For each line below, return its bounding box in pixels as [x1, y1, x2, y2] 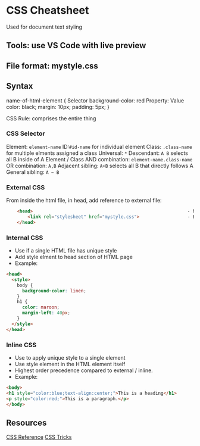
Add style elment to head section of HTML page [14, 254, 133, 261]
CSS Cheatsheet [6, 4, 89, 17]
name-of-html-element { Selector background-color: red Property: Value [6, 96, 185, 104]
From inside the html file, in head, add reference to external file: [6, 197, 162, 204]
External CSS [6, 183, 45, 191]
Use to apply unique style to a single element [14, 354, 126, 361]
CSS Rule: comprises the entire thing [6, 114, 96, 122]
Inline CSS [6, 341, 37, 349]
